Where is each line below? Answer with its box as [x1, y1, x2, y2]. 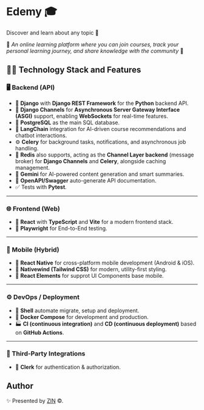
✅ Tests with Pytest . [15, 183, 67, 190]
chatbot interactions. [15, 132, 67, 139]
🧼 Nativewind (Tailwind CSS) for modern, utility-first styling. [15, 266, 167, 273]
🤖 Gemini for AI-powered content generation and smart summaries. [15, 170, 185, 178]
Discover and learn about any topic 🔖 [6, 29, 99, 36]
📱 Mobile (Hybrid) [6, 245, 59, 254]
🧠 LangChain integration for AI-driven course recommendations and [15, 125, 186, 132]
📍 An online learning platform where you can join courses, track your [6, 41, 179, 48]
